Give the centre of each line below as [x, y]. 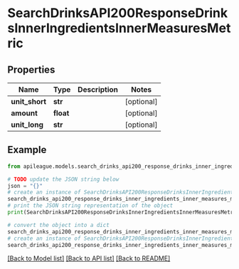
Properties [31, 69]
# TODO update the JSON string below [63, 179]
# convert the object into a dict [59, 225]
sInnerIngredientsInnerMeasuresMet [119, 28]
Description [98, 89]
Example [27, 150]
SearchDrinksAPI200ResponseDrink [118, 13]
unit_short [29, 101]
